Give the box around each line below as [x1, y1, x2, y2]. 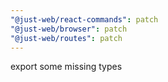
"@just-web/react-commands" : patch [10, 14, 159, 25]
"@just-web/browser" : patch [10, 24, 128, 34]
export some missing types [10, 61, 123, 73]
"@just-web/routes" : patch [10, 33, 123, 43]
